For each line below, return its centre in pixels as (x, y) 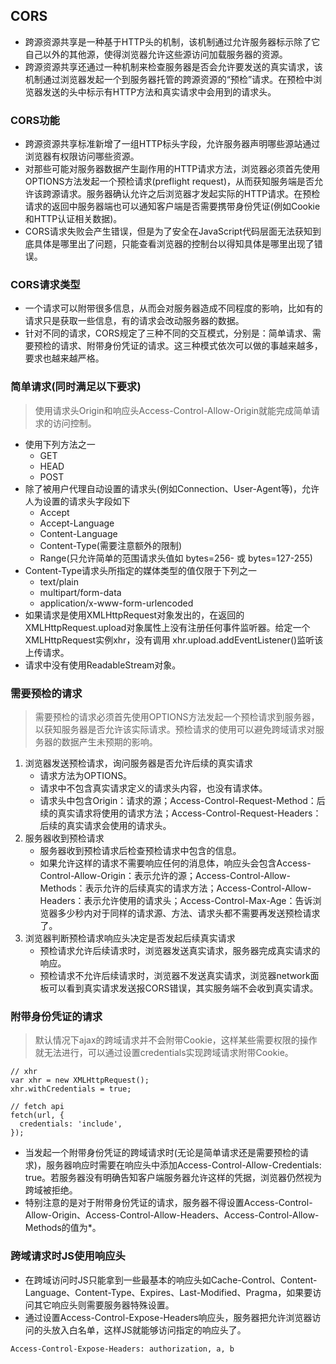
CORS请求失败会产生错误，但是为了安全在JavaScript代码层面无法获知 (168, 231)
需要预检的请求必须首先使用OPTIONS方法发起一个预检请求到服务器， (177, 717)
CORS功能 (35, 120)
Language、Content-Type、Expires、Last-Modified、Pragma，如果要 (168, 1292)
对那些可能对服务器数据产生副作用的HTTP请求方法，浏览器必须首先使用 (172, 169)
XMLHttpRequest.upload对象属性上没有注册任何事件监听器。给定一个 (167, 627)
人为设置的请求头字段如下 (77, 501)
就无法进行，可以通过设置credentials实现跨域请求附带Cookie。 (164, 1053)
